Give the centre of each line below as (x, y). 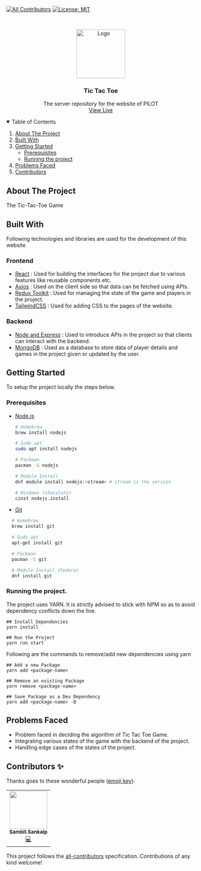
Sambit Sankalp (28, 832)
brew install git (33, 527)
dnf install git (32, 576)
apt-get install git (37, 543)
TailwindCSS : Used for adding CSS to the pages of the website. (94, 306)
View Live (101, 110)
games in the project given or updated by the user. (77, 354)
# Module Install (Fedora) (45, 570)
